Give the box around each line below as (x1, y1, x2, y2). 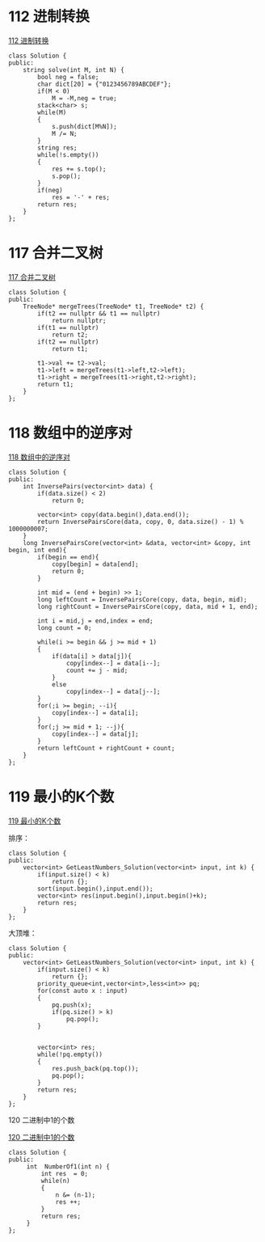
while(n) (40, 1177, 70, 1185)
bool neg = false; (37, 73, 99, 81)
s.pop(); (51, 171, 82, 180)
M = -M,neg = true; (51, 94, 117, 102)
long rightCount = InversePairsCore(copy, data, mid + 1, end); (37, 602, 259, 610)
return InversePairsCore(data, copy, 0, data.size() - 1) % (37, 517, 244, 526)
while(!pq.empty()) (37, 1050, 103, 1058)
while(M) (37, 108, 67, 116)
